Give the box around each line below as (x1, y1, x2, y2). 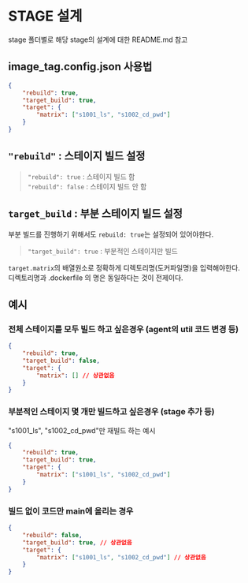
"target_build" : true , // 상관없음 (22, 538, 132, 547)
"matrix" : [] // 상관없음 (36, 372, 115, 379)
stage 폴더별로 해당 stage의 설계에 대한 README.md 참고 (8, 35, 188, 44)
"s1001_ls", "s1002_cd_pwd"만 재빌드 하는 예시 (8, 425, 156, 435)
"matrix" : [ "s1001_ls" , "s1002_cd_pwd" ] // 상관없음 (36, 553, 206, 561)
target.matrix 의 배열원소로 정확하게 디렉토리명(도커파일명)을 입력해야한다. (8, 263, 240, 272)
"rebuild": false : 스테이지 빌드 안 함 (27, 181, 147, 191)
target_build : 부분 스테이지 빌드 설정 (8, 207, 183, 221)
